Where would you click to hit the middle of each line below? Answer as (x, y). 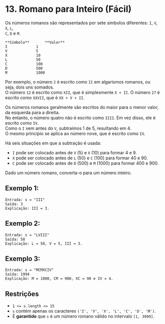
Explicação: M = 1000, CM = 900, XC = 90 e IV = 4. (59, 279)
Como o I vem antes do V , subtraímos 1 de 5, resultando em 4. (68, 128)
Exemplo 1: (22, 188)
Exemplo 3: (23, 258)
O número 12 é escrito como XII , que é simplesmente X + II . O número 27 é (82, 92)
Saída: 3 (14, 204)
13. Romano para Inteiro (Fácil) (68, 9)
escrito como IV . (22, 123)
